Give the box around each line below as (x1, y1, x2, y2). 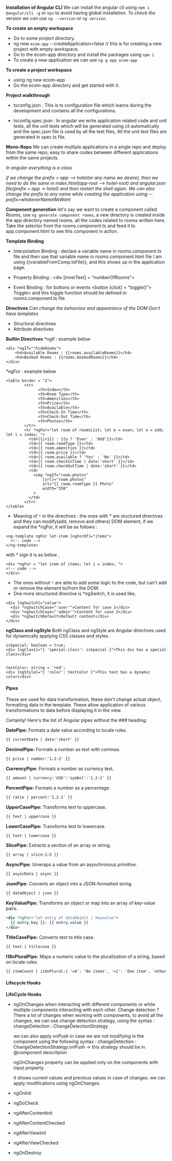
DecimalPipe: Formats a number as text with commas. (6, 746, 121, 753)
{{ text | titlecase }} (6, 944, 57, 949)
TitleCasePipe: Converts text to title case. (6, 934, 95, 940)
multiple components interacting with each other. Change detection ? (13, 1007, 159, 1013)
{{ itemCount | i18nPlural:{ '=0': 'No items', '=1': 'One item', (6, 969, 150, 974)
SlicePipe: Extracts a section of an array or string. (6, 842, 112, 849)
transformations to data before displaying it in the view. (6, 707, 122, 714)
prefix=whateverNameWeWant (6, 196, 71, 202)
